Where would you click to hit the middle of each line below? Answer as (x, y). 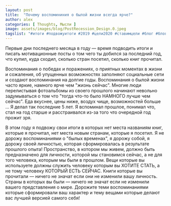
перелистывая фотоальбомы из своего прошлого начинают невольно (81, 91)
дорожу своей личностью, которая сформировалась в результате (77, 144)
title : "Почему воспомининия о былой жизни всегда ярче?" (69, 15)
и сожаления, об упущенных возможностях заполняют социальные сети (85, 74)
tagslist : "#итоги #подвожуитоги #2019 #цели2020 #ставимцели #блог (79, 34)
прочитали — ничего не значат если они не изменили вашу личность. (81, 176)
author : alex (19, 19)
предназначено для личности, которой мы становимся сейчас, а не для (84, 154)
